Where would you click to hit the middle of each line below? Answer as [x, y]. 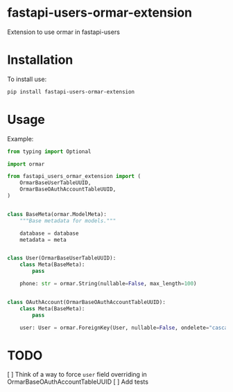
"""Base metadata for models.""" [68, 221]
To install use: [27, 79]
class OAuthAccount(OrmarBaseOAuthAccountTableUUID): [87, 302]
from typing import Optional [49, 151]
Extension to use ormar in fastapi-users [63, 32]
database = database [49, 233]
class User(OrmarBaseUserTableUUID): [62, 258]
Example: [20, 139]
